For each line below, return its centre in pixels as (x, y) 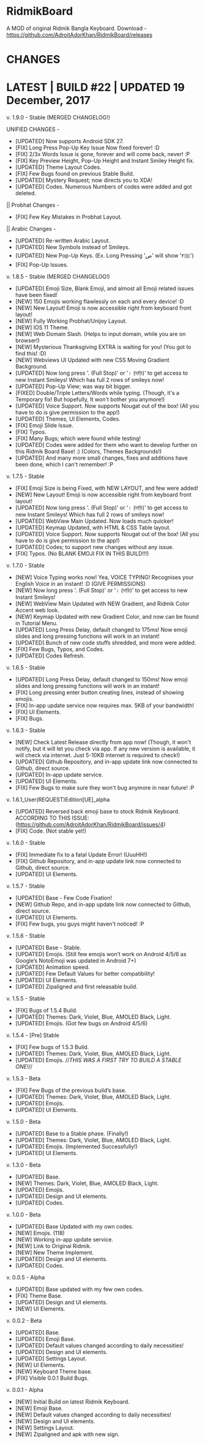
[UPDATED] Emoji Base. (45, 1339)
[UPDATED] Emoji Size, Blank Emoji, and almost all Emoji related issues (104, 288)
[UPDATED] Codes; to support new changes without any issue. (95, 547)
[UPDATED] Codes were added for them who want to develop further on (106, 445)
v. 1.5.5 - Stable (26, 998)
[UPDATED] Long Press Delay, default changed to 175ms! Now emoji (101, 630)
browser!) (27, 340)
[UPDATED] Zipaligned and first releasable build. (76, 987)
